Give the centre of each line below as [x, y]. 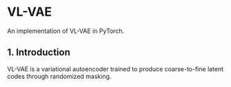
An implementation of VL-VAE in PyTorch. [66, 31]
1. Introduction [39, 52]
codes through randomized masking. [59, 76]
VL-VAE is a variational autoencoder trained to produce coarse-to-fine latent [115, 69]
